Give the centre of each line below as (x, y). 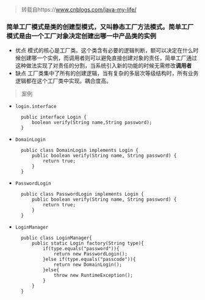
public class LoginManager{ (57, 238)
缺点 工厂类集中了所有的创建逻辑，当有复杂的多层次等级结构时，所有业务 (107, 73)
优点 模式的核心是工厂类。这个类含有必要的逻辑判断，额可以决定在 (99, 51)
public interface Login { (54, 117)
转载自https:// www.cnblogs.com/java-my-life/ (79, 9)
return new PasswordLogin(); (91, 254)
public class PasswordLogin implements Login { (83, 195)
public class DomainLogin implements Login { (80, 151)
